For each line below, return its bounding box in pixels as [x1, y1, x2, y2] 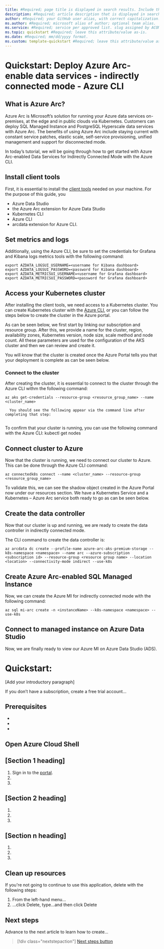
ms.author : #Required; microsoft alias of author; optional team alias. [5, 21, 156, 26]
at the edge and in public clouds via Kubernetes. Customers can [26, 118, 155, 124]
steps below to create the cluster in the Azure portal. [5, 312, 111, 318]
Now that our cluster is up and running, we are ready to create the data [5, 522, 148, 528]
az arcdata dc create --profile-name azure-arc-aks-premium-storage [5, 546, 147, 552]
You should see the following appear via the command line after [9, 408, 145, 413]
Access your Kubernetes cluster [5, 289, 106, 297]
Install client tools [5, 173, 60, 181]
